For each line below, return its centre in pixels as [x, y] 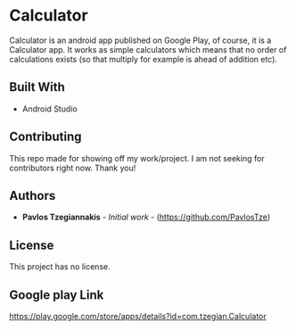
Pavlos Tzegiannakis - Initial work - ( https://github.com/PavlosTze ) [146, 217]
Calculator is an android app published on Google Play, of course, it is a [140, 40]
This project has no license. [60, 267]
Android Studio [49, 109]
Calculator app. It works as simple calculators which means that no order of [148, 49]
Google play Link [57, 295]
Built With [37, 87]
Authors [33, 196]
